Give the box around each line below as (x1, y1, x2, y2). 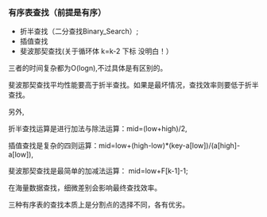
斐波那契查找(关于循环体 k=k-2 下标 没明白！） (19, 46, 173, 56)
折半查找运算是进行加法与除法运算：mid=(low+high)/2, (8, 124, 188, 134)
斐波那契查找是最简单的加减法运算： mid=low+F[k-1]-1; (8, 166, 188, 176)
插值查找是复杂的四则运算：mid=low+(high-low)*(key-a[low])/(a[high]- (8, 141, 241, 150)
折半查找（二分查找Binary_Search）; (19, 26, 139, 37)
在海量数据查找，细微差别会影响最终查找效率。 (8, 183, 161, 192)
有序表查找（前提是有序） (8, 6, 106, 17)
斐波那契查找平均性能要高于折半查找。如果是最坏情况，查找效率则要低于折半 (8, 80, 259, 90)
